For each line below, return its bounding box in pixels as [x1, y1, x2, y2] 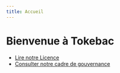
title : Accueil [6, 8, 44, 15]
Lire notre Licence [14, 54, 59, 61]
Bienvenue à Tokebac [6, 34, 115, 47]
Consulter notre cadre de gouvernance [14, 60, 110, 67]
